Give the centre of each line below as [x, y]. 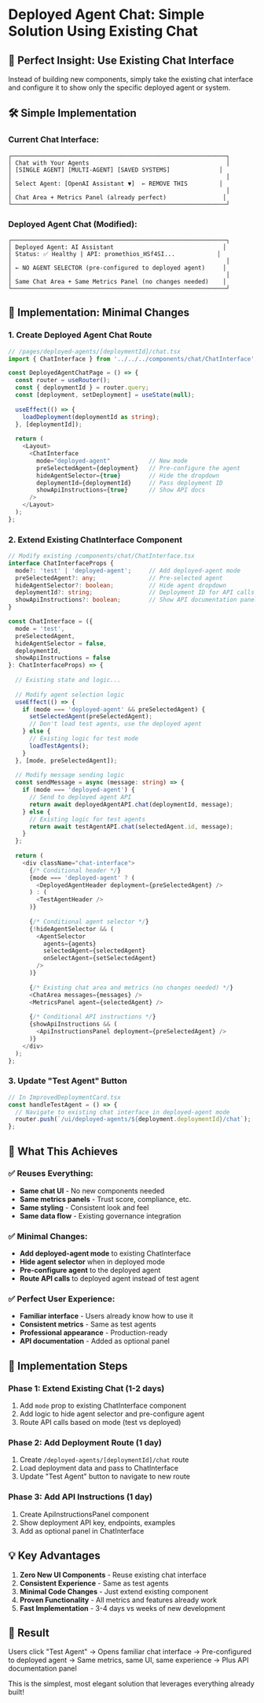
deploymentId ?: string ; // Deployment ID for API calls [135, 592]
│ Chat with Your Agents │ [119, 163]
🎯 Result [29, 1633]
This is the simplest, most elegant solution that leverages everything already [132, 1684]
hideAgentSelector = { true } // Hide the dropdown [128, 475]
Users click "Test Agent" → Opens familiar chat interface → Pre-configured [130, 1652]
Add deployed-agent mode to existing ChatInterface [105, 1253]
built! [16, 1692]
